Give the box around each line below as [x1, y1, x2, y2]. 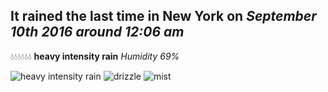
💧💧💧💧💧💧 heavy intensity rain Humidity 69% [10, 50, 180, 62]
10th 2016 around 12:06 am [10, 24, 185, 41]
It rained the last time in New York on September [10, 8, 317, 25]
